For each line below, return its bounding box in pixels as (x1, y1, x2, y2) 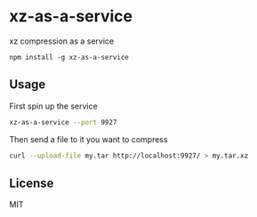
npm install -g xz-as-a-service (9, 52, 129, 61)
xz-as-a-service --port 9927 (9, 117, 117, 126)
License (9, 175, 54, 190)
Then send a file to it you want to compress (9, 133, 168, 144)
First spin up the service (9, 100, 98, 111)
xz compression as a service (9, 36, 114, 46)
